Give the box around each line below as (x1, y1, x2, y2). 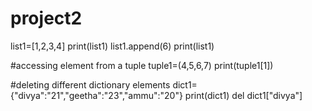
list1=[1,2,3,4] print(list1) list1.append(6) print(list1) (10, 40, 215, 52)
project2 (10, 7, 83, 30)
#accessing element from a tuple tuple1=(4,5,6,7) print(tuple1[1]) (10, 59, 274, 71)
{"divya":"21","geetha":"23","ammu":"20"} (10, 89, 183, 101)
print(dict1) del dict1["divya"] (184, 89, 303, 101)
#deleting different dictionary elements (10, 78, 171, 91)
